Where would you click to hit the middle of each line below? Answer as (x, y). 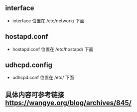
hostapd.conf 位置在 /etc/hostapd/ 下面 (53, 49)
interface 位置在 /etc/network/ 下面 (48, 21)
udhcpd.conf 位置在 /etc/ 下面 (43, 78)
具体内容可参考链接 (35, 94)
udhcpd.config (29, 65)
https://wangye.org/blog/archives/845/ (68, 103)
